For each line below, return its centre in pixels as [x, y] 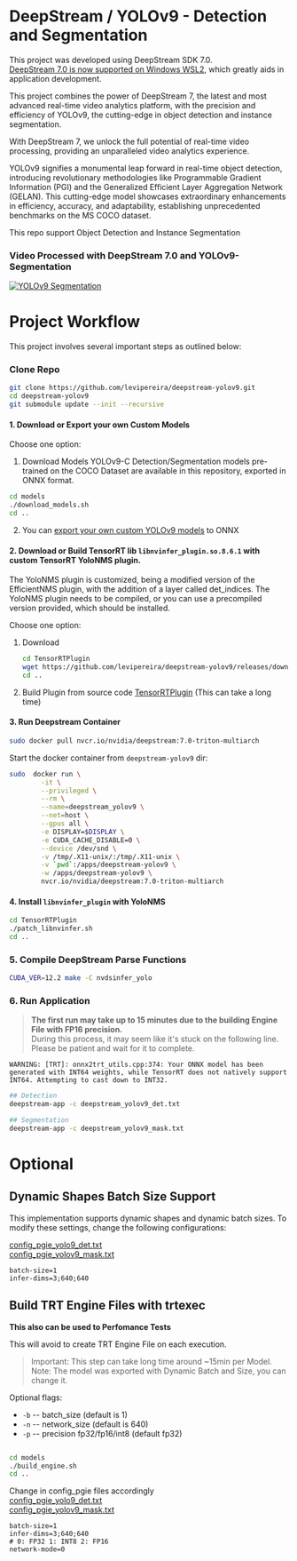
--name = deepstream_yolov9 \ [93, 807]
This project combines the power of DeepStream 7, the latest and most [138, 96]
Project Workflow [74, 322]
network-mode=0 [37, 1549]
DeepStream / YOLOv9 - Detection [138, 16]
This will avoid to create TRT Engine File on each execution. [118, 1344]
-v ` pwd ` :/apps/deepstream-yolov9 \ [109, 865]
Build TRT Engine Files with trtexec [107, 1306]
